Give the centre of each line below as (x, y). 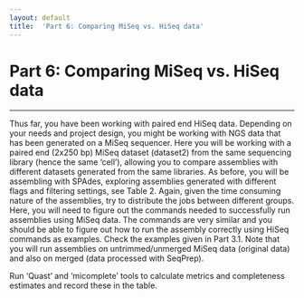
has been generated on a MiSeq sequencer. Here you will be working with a (151, 143)
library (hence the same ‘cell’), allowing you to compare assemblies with (144, 162)
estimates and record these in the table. (84, 285)
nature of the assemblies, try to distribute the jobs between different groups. (152, 201)
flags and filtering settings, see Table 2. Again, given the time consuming (145, 191)
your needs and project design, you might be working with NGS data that (145, 133)
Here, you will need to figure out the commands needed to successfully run (150, 210)
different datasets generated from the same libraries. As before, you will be (149, 172)
